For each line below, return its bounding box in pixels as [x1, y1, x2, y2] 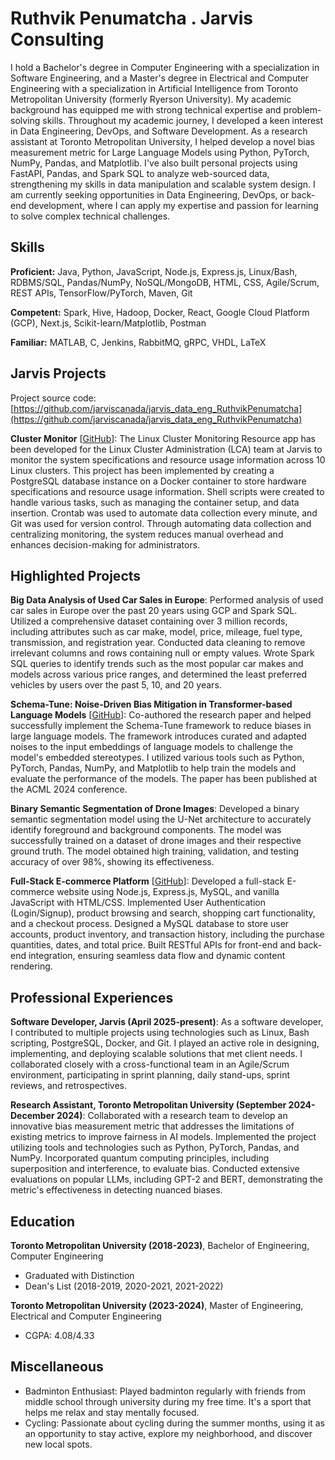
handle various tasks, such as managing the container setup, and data [10, 496, 300, 508]
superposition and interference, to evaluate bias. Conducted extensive [10, 1163, 300, 1175]
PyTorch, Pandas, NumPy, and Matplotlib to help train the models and [10, 762, 297, 774]
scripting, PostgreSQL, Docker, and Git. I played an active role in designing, [10, 1037, 320, 1049]
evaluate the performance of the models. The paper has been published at [10, 773, 318, 785]
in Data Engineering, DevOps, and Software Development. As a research [10, 125, 308, 137]
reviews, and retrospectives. [10, 1080, 128, 1092]
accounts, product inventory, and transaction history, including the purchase [10, 928, 325, 941]
